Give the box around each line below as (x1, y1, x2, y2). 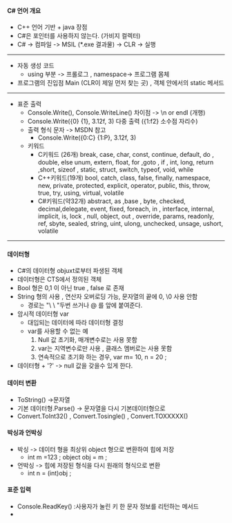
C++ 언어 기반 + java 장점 (17, 23, 88, 31)
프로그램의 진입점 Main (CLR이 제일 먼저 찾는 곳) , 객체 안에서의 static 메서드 (17, 79, 224, 87)
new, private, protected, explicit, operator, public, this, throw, (37, 182, 211, 190)
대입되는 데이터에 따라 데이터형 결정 (27, 318, 124, 327)
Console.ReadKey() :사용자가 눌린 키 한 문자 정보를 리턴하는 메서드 (17, 502, 199, 511)
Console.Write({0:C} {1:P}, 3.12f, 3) (37, 133, 137, 142)
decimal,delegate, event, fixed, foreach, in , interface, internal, (37, 205, 215, 213)
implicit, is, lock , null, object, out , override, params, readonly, (37, 212, 215, 220)
